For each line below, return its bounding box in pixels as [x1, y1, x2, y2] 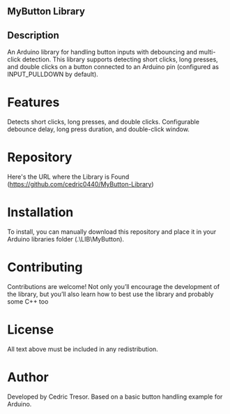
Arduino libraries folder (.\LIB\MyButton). [7, 235, 124, 244]
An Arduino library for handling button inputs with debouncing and [7, 48, 197, 57]
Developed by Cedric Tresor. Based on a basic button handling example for [7, 392, 223, 401]
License [7, 322, 54, 338]
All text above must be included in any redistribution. [7, 345, 158, 353]
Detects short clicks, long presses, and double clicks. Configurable [7, 118, 200, 126]
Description [7, 29, 59, 41]
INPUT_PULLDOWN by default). [7, 70, 99, 79]
